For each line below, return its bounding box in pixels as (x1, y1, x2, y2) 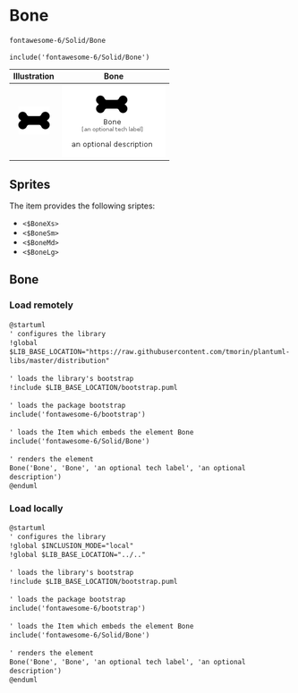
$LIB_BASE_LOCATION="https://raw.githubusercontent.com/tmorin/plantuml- (9, 347, 291, 356)
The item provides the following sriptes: (9, 200, 156, 211)
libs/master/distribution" (9, 356, 110, 365)
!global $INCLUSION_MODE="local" (9, 541, 134, 550)
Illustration (13, 71, 55, 81)
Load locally (9, 502, 64, 514)
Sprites (9, 176, 51, 192)
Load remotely (9, 299, 74, 311)
